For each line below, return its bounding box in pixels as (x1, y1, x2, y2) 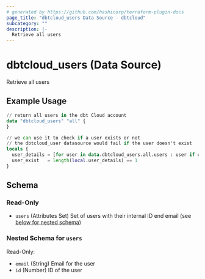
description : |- (6, 26, 48, 32)
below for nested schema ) (15, 218, 81, 226)
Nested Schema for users (6, 234, 82, 242)
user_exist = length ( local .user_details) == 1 (12, 157, 138, 163)
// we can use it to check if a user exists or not (6, 135, 140, 141)
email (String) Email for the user (15, 259, 96, 267)
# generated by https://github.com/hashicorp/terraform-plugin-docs (6, 9, 184, 15)
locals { (6, 146, 29, 152)
